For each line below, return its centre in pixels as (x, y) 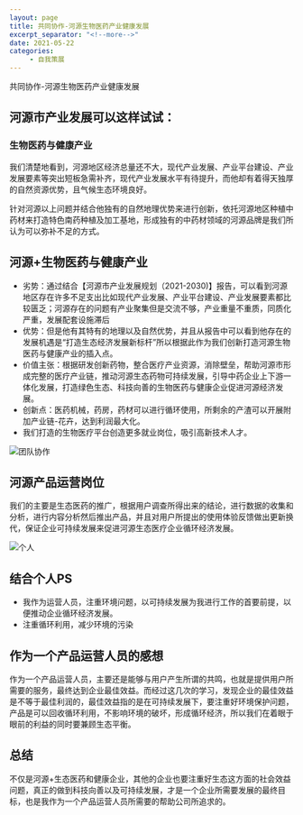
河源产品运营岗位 (57, 482)
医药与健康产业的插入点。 (70, 353)
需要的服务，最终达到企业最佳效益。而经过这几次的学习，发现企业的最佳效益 (151, 690)
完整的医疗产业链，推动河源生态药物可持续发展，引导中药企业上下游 (157, 376)
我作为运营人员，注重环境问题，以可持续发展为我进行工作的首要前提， (153, 602)
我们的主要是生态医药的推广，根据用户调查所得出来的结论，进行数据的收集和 (151, 506)
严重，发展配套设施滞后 (66, 319)
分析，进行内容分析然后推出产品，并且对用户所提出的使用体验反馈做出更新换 (151, 517)
